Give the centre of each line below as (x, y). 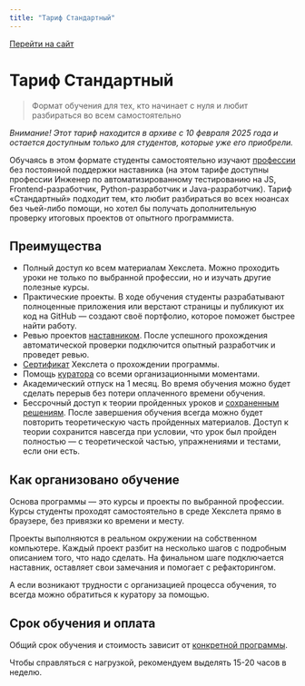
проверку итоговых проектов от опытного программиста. (122, 218)
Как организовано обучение (94, 480)
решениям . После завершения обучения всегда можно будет (143, 413)
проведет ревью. (56, 355)
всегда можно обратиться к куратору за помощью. (109, 594)
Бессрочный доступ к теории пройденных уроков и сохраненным (151, 403)
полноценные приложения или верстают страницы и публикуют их (153, 307)
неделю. (26, 672)
